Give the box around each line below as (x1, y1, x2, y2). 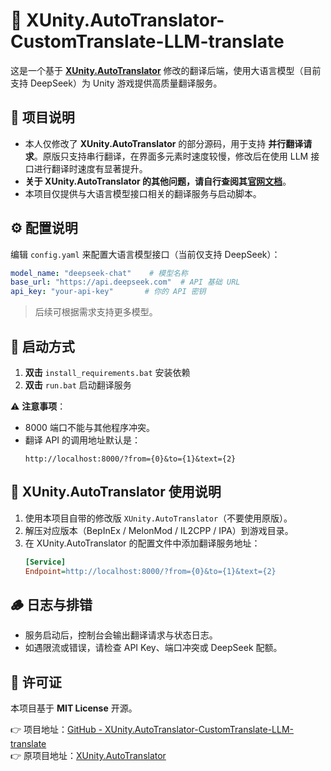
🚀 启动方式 (10, 338, 75, 355)
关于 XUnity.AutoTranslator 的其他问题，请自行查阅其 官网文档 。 (24, 175, 292, 187)
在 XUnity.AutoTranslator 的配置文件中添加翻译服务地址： (24, 537, 261, 549)
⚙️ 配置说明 (10, 220, 78, 237)
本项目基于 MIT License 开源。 (10, 702, 138, 714)
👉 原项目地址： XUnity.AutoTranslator (10, 750, 167, 762)
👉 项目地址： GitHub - (10, 724, 103, 736)
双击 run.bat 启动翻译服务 (24, 379, 132, 391)
